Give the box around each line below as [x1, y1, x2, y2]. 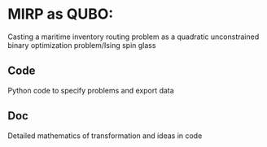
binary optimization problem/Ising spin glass [7, 40, 156, 50]
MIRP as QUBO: [7, 5, 114, 24]
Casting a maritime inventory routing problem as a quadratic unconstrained [7, 32, 260, 41]
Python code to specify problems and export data [7, 85, 174, 95]
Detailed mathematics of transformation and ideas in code [7, 131, 203, 141]
